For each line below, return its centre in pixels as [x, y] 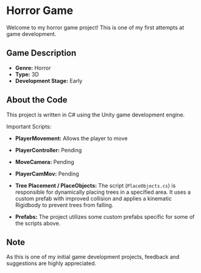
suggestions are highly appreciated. [51, 263]
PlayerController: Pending [48, 150]
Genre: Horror [33, 68]
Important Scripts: [29, 126]
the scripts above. [38, 223]
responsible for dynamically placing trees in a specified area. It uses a [103, 192]
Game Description [41, 53]
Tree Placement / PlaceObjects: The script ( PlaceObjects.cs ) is [95, 185]
